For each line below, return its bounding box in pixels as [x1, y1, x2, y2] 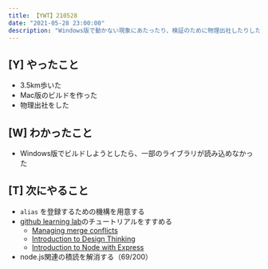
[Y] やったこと [8, 57, 80, 72]
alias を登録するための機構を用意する [19, 206, 145, 216]
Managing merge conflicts [31, 225, 118, 235]
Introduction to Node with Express [31, 242, 144, 251]
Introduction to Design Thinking [31, 234, 136, 244]
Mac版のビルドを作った [19, 91, 98, 100]
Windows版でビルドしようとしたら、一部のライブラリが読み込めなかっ [19, 149, 254, 158]
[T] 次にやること [8, 184, 89, 197]
